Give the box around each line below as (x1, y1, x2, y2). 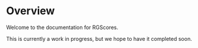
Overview (6, 4, 55, 18)
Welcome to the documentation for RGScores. (6, 24, 119, 31)
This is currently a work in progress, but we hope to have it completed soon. (6, 35, 193, 42)
